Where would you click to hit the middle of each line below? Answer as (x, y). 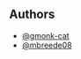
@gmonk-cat (45, 35)
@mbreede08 (47, 45)
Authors (32, 15)
